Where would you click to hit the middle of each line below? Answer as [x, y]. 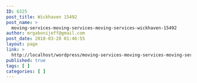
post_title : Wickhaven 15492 [42, 17]
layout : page [22, 44]
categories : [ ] [26, 71]
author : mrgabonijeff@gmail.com [45, 33]
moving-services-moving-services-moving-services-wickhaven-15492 [94, 28]
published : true [26, 60]
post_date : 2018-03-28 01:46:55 [45, 39]
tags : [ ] [18, 66]
